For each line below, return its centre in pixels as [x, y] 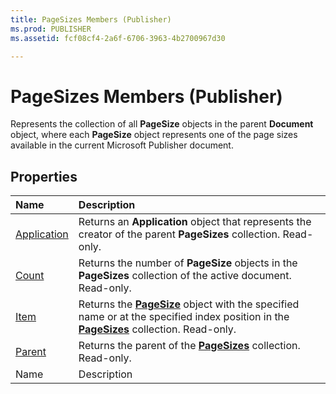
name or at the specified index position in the [184, 317]
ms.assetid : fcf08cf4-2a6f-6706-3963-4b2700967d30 [118, 38]
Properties [44, 176]
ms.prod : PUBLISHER [51, 29]
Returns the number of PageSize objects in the [188, 263]
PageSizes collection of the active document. [185, 276]
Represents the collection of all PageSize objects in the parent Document [162, 124]
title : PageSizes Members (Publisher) [91, 19]
